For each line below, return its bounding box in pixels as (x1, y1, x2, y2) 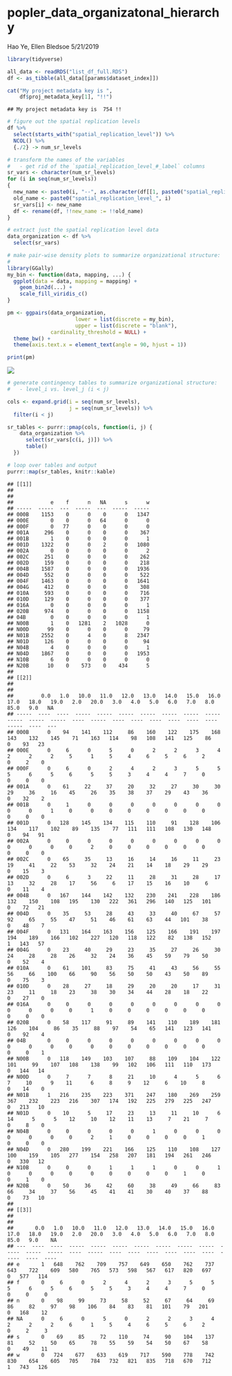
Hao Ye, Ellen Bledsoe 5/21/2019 (7, 42, 99, 50)
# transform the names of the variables (7, 156, 126, 163)
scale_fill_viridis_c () (19, 290, 88, 298)
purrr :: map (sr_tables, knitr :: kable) (7, 468, 116, 475)
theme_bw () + (13, 335, 51, 342)
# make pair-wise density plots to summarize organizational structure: (7, 252, 221, 259)
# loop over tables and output (7, 462, 97, 469)
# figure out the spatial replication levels (7, 118, 140, 125)
